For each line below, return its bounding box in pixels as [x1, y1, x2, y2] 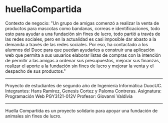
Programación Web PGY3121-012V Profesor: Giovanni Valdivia [5, 93, 133, 99]
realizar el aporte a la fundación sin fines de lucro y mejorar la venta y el [5, 63, 154, 69]
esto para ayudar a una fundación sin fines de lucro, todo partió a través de [5, 31, 161, 37]
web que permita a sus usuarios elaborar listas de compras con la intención [5, 52, 161, 58]
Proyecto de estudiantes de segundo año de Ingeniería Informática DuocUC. [5, 82, 162, 88]
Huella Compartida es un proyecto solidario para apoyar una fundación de [5, 107, 158, 113]
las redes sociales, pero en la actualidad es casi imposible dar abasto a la [5, 36, 156, 42]
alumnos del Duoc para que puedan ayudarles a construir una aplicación [5, 47, 155, 53]
